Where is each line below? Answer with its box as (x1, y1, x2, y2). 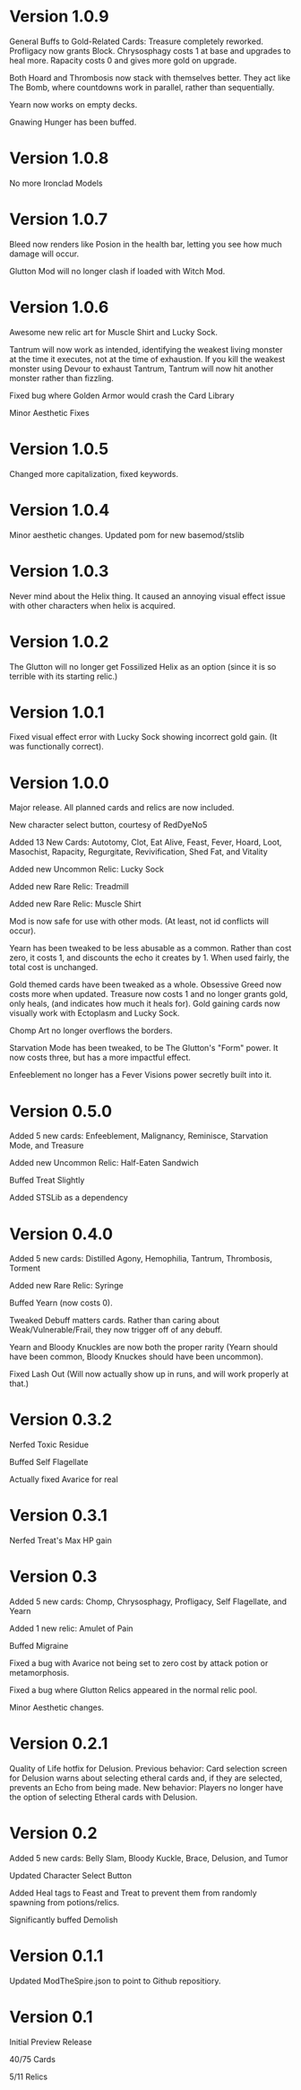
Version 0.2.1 (9, 1733, 108, 1754)
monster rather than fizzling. (9, 372, 115, 383)
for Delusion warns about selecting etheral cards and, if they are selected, (9, 1773, 283, 1783)
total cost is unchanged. (9, 962, 99, 973)
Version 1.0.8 (9, 148, 109, 169)
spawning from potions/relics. (9, 1896, 120, 1907)
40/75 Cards (9, 2053, 56, 2064)
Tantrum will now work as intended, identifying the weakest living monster (9, 343, 283, 355)
